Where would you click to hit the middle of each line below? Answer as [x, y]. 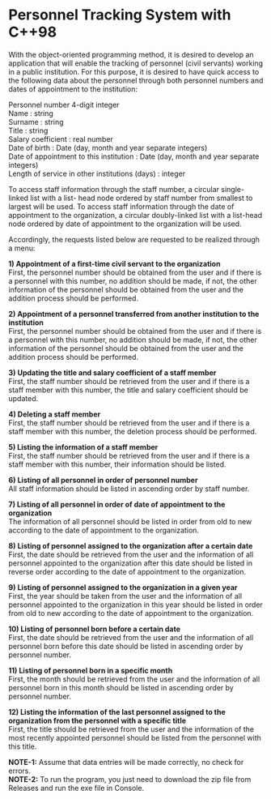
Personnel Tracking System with [120, 15]
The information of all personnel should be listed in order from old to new [130, 521]
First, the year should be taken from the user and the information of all [125, 596]
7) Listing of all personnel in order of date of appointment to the [117, 504]
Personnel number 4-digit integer [64, 105]
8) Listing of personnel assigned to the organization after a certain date [131, 545]
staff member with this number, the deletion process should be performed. [133, 431]
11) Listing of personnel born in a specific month [91, 670]
